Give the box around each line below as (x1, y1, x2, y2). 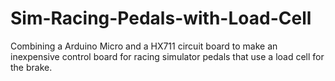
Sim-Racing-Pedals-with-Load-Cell (10, 7, 312, 30)
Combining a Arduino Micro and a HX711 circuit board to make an (10, 40, 278, 52)
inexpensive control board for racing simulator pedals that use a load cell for (10, 50, 325, 62)
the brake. (10, 61, 53, 73)
